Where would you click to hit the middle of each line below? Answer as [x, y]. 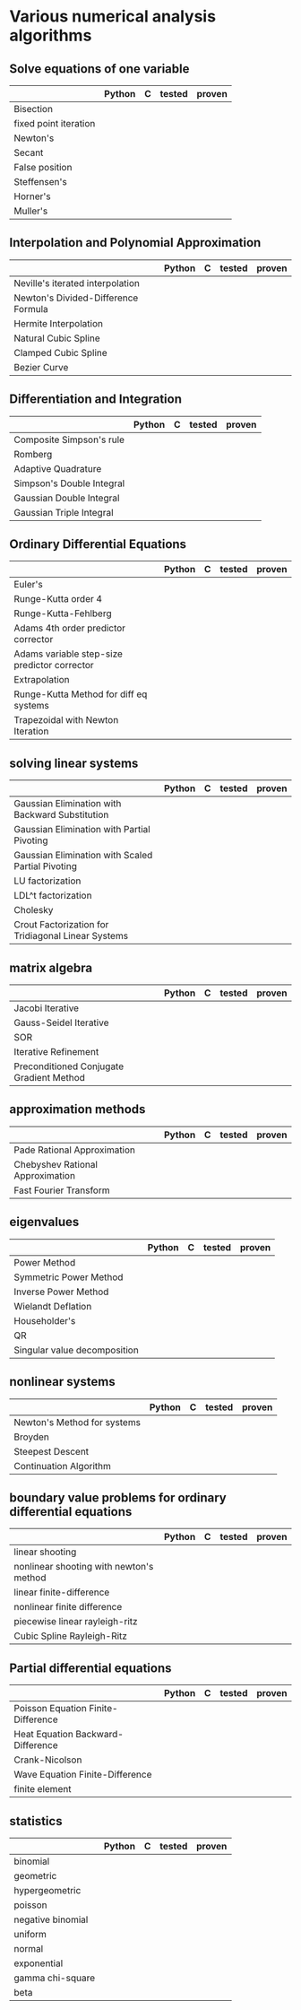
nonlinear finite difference [68, 1607]
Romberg [33, 454]
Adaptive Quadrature [58, 468]
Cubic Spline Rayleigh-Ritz [71, 1636]
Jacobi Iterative [46, 1008]
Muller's [31, 211]
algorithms [51, 35]
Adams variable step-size [69, 654]
